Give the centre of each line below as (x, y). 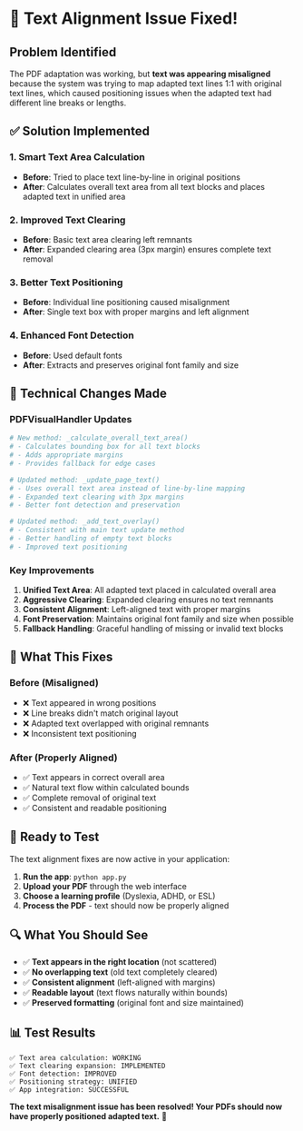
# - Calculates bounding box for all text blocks (105, 447)
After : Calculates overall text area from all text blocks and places (144, 186)
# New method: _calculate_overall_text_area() (99, 438)
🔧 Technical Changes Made (88, 393)
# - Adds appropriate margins (67, 455)
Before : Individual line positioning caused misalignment (126, 303)
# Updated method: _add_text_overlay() (85, 521)
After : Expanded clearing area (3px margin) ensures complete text (147, 249)
